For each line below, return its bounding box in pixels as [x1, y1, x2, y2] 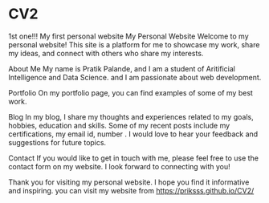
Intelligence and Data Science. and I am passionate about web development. [8, 72, 262, 82]
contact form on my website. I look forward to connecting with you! [8, 161, 230, 171]
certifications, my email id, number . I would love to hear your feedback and [8, 129, 259, 139]
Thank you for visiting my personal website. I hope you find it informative [8, 177, 250, 187]
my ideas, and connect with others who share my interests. [8, 48, 204, 58]
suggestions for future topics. [8, 137, 107, 147]
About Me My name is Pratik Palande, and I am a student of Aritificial [8, 63, 235, 73]
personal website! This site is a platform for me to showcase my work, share [8, 39, 260, 49]
